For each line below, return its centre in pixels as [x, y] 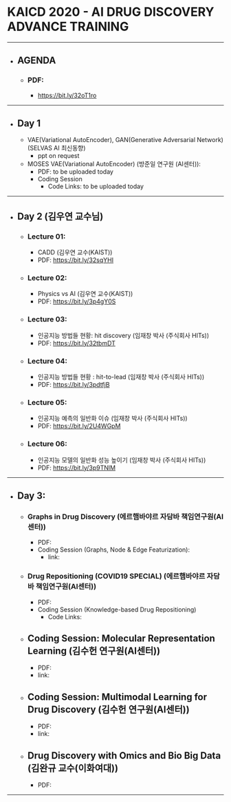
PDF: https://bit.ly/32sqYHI [76, 260]
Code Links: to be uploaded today [96, 186]
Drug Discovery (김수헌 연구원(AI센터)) [109, 709]
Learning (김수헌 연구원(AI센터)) [93, 651]
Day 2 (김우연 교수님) [60, 216]
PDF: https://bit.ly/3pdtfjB [74, 385]
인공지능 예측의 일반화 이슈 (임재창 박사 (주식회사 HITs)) [112, 419]
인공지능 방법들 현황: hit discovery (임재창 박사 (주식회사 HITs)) [123, 335]
